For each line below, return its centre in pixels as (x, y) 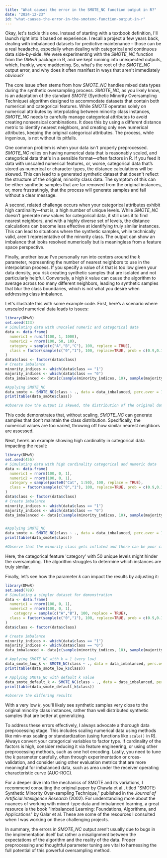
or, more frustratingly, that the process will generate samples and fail (76, 190)
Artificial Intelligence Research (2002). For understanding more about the (80, 798)
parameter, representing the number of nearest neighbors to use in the (78, 262)
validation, (16, 762)
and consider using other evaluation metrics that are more (86, 762)
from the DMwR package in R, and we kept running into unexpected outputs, (83, 60)
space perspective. (25, 247)
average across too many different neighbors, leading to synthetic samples (82, 283)
